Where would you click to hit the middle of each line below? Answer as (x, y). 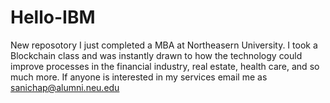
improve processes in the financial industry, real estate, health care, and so (165, 66)
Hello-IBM (53, 17)
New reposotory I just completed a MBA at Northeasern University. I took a (164, 45)
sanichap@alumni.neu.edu (65, 87)
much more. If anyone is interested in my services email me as (139, 77)
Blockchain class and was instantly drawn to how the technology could (156, 55)
